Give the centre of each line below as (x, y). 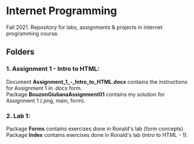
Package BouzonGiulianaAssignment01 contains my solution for (85, 94)
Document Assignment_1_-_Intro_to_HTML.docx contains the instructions (97, 81)
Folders (20, 52)
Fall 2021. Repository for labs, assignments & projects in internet (84, 27)
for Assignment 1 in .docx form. (44, 88)
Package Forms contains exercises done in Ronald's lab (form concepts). (96, 129)
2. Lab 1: (18, 116)
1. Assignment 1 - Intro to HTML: (53, 69)
